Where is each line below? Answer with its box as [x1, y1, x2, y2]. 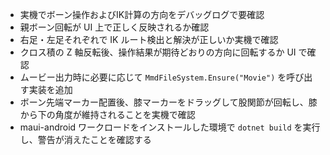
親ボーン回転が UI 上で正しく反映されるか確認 [19, 21, 210, 33]
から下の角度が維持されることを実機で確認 [19, 109, 196, 120]
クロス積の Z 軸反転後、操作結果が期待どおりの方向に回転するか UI [19, 46, 297, 58]
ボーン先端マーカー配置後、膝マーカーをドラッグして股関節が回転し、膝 [19, 96, 318, 108]
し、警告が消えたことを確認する [19, 134, 152, 145]
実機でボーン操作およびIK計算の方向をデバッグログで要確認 [19, 9, 265, 20]
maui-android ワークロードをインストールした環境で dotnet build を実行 [19, 121, 321, 133]
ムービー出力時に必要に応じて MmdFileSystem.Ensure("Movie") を [19, 71, 287, 83]
